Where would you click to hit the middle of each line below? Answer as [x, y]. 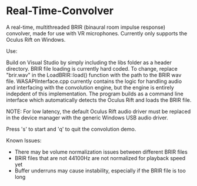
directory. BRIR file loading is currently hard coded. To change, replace [92, 68]
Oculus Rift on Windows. [36, 39]
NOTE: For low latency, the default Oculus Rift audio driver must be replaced [98, 111]
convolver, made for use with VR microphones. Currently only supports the [97, 33]
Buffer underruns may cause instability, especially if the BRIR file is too [100, 170]
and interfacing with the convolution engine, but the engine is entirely [90, 87]
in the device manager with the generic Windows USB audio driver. [87, 117]
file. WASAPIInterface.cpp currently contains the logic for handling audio [94, 81]
